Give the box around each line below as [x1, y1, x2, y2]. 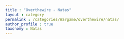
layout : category [5, 12, 44, 17]
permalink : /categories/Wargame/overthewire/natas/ [5, 17, 119, 22]
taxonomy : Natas [5, 26, 42, 31]
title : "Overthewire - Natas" [5, 7, 72, 13]
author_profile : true [5, 21, 53, 27]
